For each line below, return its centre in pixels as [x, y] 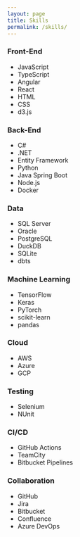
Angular [29, 82]
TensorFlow [34, 295]
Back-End [24, 129]
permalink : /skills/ [38, 27]
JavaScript [33, 67]
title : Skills [28, 20]
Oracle [27, 231]
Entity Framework [43, 160]
